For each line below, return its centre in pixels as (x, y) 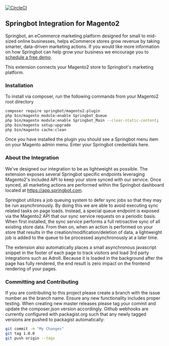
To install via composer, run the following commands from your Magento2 (82, 96)
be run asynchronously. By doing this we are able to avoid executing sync (82, 205)
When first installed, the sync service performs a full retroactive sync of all (83, 221)
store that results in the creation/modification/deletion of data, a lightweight (84, 232)
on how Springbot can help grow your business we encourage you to (77, 52)
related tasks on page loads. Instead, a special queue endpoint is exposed (82, 211)
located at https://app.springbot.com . (44, 190)
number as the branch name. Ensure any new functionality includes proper (83, 298)
